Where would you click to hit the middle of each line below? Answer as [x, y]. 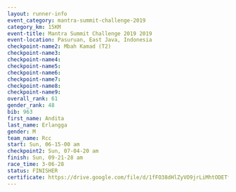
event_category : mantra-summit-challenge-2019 [77, 20]
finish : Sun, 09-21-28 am [45, 158]
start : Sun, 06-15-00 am [44, 145]
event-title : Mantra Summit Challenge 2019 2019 [80, 33]
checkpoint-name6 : [34, 72]
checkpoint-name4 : [34, 60]
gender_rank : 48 [31, 105]
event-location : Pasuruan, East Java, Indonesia [80, 40]
